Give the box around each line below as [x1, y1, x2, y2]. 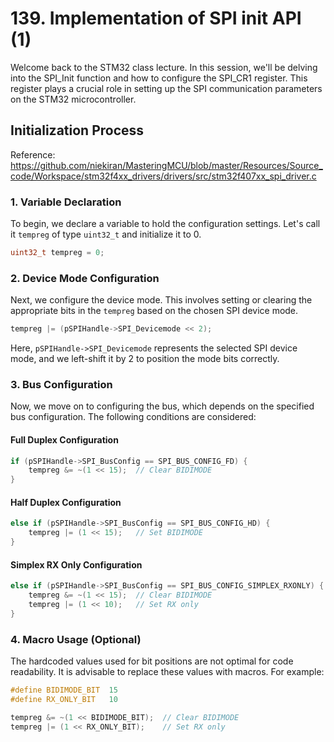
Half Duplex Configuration [10, 496, 122, 508]
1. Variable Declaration [10, 195, 122, 209]
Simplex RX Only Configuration [10, 558, 143, 571]
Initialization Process [10, 122, 145, 139]
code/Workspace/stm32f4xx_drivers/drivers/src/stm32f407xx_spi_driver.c [10, 170, 317, 182]
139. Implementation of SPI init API [10, 7, 302, 30]
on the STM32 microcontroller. [10, 93, 137, 105]
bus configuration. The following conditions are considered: [10, 411, 257, 423]
